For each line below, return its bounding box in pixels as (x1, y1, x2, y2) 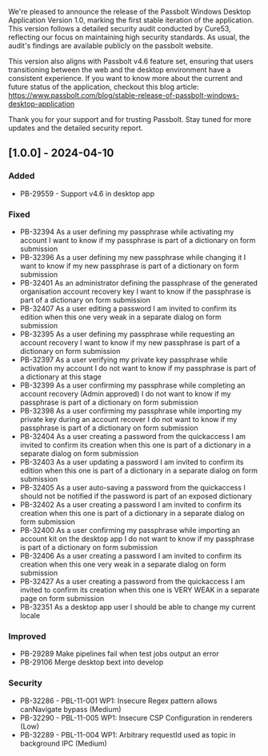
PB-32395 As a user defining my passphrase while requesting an (19, 329, 235, 339)
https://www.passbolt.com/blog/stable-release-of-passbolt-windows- (8, 91, 240, 100)
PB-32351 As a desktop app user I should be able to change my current (19, 602, 256, 612)
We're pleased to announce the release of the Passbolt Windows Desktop (8, 7, 251, 16)
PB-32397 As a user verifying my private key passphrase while (19, 355, 228, 364)
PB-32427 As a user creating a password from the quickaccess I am (19, 576, 246, 586)
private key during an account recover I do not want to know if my (19, 414, 238, 424)
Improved (8, 630, 46, 641)
